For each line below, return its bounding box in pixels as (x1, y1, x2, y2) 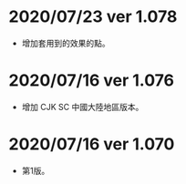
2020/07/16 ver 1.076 (8, 70, 175, 91)
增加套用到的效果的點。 (21, 37, 110, 48)
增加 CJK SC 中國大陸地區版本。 (21, 101, 144, 112)
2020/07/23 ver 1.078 (8, 6, 178, 27)
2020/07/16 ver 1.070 (8, 134, 175, 155)
